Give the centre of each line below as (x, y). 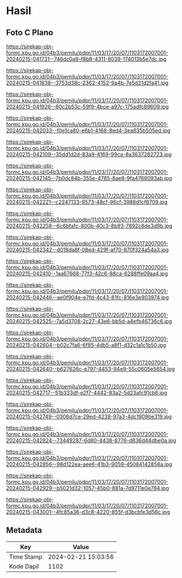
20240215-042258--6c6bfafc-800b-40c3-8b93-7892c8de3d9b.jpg (89, 226)
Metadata (24, 530)
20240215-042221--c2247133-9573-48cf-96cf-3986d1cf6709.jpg (87, 202)
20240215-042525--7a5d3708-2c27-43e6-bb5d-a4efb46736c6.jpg (89, 321)
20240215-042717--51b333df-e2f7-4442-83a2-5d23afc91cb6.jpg (87, 393)
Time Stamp (26, 557)
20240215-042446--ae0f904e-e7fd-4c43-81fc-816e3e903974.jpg (87, 297)
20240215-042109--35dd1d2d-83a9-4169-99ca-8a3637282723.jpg (89, 154)
